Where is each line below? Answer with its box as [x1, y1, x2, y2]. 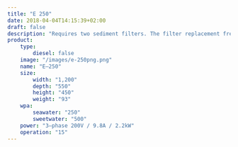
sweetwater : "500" [33, 115, 87, 122]
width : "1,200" [33, 76, 78, 83]
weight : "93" [33, 96, 72, 103]
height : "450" [33, 89, 74, 96]
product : [7, 37, 33, 44]
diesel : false [33, 50, 74, 57]
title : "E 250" [7, 10, 52, 18]
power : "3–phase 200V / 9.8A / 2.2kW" [20, 122, 135, 129]
